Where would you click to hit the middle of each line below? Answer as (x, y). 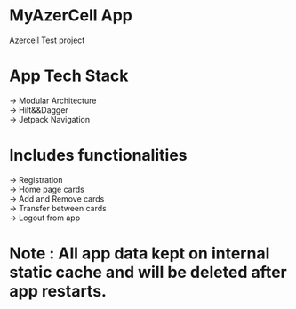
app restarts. (58, 291)
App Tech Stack (69, 76)
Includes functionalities (98, 155)
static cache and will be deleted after (148, 273)
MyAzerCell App (71, 16)
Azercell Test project (47, 40)
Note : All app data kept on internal (140, 253)
